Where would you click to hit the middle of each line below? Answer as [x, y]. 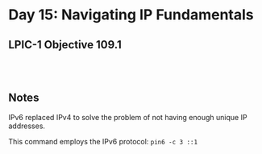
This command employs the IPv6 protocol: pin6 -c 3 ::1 [103, 141]
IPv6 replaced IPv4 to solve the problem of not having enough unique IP [128, 117]
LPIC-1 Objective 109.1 [65, 45]
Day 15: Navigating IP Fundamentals [131, 15]
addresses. [27, 126]
